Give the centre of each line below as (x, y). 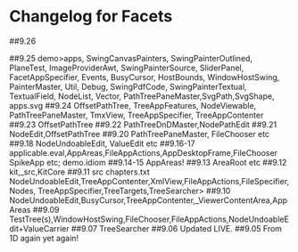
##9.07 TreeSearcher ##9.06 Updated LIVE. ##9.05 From (177, 228)
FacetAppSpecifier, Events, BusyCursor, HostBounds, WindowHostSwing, (145, 77)
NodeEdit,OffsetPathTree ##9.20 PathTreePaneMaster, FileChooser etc (140, 134)
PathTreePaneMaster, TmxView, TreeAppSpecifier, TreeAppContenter (137, 115)
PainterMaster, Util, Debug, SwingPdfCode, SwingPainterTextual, (128, 86)
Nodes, (23, 191)
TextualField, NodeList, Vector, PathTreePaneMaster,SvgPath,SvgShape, (142, 96)
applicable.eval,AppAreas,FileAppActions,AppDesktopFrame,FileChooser (144, 152)
